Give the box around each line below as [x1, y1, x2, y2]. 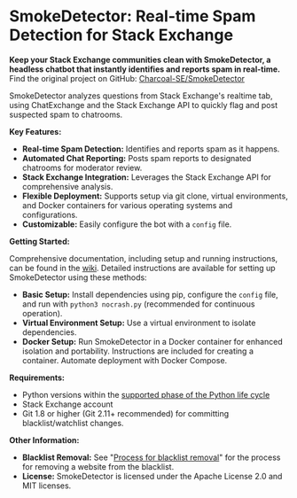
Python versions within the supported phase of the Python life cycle [21, 389, 270, 400]
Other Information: [9, 434, 80, 445]
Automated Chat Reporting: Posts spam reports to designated [21, 152, 252, 163]
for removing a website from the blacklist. [21, 461, 175, 471]
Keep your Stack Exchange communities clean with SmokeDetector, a [9, 54, 271, 65]
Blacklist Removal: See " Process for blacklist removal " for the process [21, 452, 281, 463]
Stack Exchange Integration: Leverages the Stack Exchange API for [21, 171, 272, 183]
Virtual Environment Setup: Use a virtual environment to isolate [21, 317, 256, 328]
